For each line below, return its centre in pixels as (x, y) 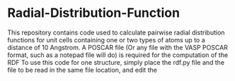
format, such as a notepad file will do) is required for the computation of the (118, 55)
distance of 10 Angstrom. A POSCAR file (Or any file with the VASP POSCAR (118, 47)
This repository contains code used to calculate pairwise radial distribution (116, 32)
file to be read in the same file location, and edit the (82, 70)
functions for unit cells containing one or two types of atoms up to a (106, 39)
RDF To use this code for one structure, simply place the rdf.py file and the (116, 62)
